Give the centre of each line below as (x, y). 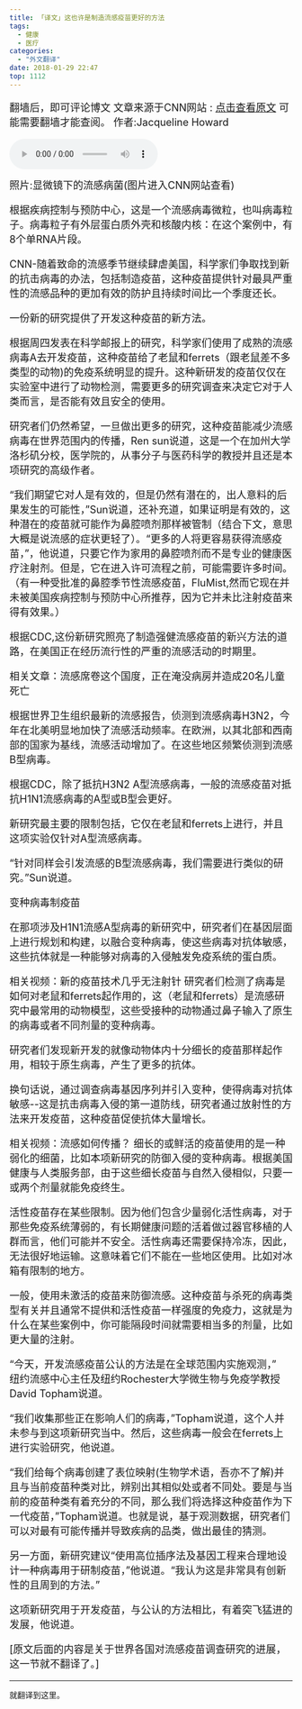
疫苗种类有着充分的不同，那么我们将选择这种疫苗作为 (156, 1501)
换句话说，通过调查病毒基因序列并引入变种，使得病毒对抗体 (151, 1089)
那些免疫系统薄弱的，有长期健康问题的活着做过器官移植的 (146, 1227)
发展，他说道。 (45, 1624)
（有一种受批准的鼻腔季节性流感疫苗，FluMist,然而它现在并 (150, 582)
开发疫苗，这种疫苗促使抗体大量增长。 (120, 1118)
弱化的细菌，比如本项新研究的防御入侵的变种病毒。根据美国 (151, 1158)
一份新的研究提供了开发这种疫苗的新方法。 (111, 318)
